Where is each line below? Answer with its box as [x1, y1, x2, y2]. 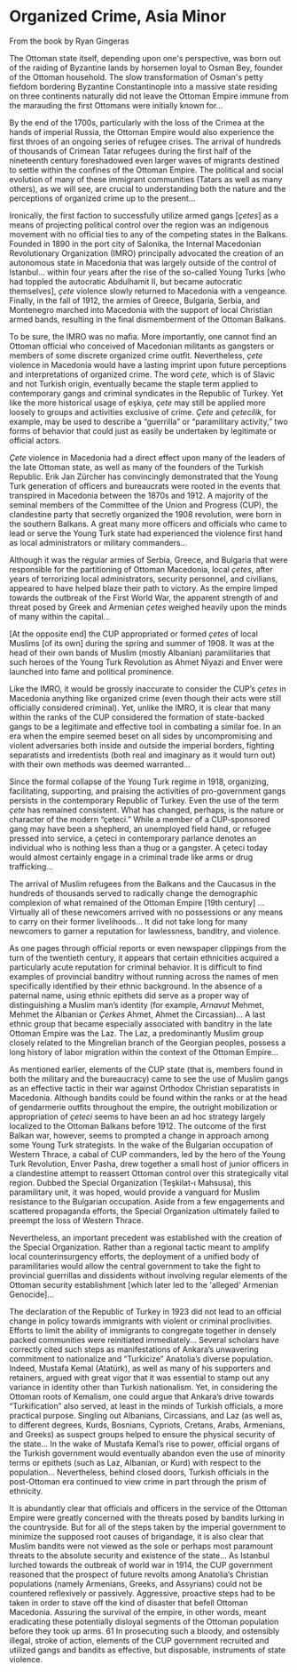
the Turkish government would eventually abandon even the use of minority [9, 1447, 285, 1459]
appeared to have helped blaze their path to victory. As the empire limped [9, 582, 278, 593]
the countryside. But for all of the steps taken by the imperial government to [9, 1522, 286, 1532]
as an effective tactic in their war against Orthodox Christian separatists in [9, 1083, 280, 1093]
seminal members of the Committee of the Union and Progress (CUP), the [9, 500, 278, 510]
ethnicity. [9, 1485, 43, 1496]
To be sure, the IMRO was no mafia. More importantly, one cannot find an [9, 331, 277, 341]
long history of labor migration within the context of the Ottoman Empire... [9, 1046, 279, 1057]
